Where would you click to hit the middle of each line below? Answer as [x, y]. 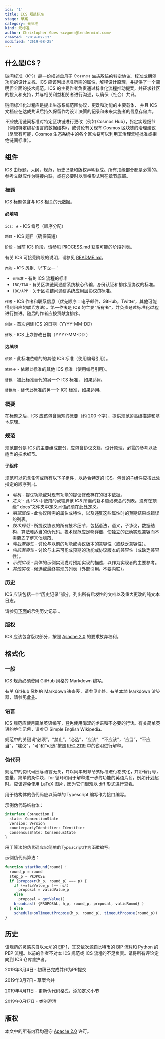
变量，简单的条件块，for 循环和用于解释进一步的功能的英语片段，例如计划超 [82, 777]
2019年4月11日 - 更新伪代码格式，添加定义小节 [52, 991]
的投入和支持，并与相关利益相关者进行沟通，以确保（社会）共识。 [72, 94]
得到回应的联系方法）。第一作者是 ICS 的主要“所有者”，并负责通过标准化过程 [82, 307]
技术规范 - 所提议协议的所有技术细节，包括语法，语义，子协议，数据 [82, 525]
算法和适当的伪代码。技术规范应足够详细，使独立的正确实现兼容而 [88, 532]
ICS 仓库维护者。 [32, 959]
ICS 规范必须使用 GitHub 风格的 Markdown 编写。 [55, 681]
